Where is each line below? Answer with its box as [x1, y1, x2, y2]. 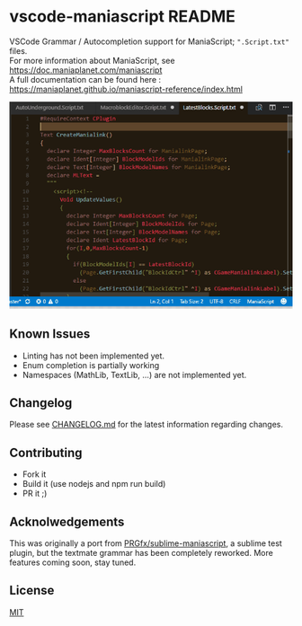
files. [9, 45, 28, 56]
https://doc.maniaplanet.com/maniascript [9, 65, 163, 75]
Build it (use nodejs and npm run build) [22, 479, 166, 489]
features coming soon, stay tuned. [9, 557, 137, 568]
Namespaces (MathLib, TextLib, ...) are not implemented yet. [22, 369, 247, 380]
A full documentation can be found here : [9, 74, 162, 84]
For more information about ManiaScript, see [9, 55, 175, 66]
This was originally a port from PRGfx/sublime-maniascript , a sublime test [9, 538, 283, 549]
